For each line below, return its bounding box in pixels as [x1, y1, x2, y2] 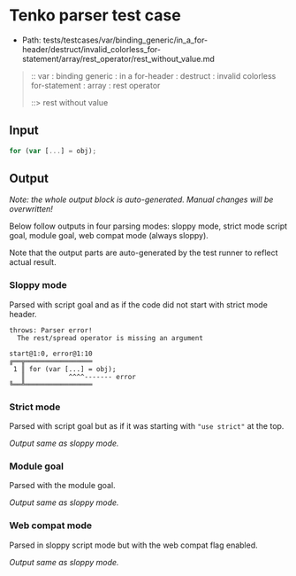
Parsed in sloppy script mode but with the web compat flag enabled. [9, 540, 258, 550]
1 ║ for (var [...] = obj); [12, 364, 117, 373]
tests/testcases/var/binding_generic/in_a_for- [42, 35, 209, 45]
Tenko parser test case [9, 5, 181, 26]
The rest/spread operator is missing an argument [17, 333, 203, 342]
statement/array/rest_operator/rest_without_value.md [21, 53, 215, 64]
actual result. [9, 257, 57, 268]
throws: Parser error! [9, 325, 93, 335]
